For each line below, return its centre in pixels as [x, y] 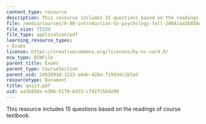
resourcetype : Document [37, 80]
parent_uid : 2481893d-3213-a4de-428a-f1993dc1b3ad [72, 75]
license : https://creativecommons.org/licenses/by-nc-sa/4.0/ [87, 52]
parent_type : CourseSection [42, 69]
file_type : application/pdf [42, 35]
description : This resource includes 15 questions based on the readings [103, 18]
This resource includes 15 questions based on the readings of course [93, 109]
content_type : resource [37, 12]
